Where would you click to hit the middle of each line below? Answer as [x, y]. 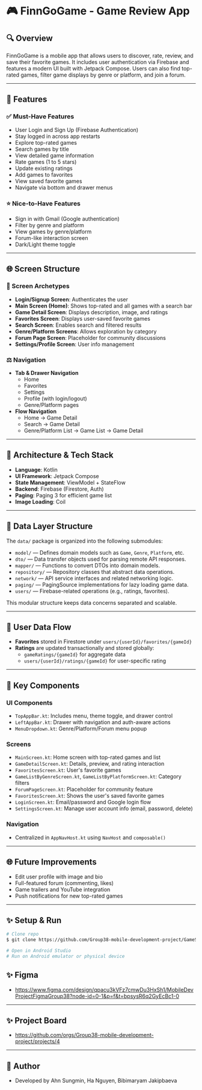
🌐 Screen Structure [43, 269]
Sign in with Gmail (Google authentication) [67, 219]
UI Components [29, 702]
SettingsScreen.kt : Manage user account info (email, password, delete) [104, 808]
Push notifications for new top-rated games [69, 896]
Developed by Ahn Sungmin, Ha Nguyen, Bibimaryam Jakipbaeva [96, 1081]
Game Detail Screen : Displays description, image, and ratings [91, 312]
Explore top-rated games [46, 142]
